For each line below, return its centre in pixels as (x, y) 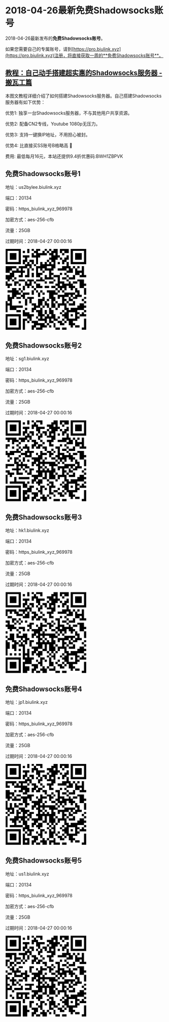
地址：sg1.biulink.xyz (27, 359)
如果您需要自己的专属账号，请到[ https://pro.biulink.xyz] (63, 49)
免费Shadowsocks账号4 (44, 689)
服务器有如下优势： (25, 102)
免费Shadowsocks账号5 (44, 861)
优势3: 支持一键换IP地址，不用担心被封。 (48, 134)
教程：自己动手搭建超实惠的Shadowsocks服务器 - (84, 73)
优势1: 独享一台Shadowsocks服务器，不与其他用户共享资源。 (69, 113)
